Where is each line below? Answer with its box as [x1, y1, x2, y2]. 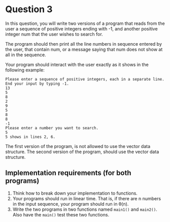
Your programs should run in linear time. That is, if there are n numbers [12, 195, 161, 201]
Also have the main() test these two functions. [12, 211, 110, 217]
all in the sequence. [5, 52, 47, 58]
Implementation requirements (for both [5, 169, 131, 177]
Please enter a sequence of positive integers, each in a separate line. [5, 77, 165, 82]
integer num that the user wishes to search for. [5, 31, 103, 37]
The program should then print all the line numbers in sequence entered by [5, 41, 162, 47]
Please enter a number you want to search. [5, 125, 99, 130]
